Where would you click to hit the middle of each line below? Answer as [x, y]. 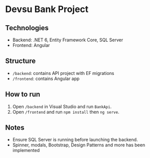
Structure [21, 61]
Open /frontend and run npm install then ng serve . [66, 112]
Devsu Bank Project [47, 9]
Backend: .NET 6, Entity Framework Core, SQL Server [68, 40]
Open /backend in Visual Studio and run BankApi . [62, 106]
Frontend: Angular [31, 45]
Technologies [27, 28]
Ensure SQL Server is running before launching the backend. [75, 140]
